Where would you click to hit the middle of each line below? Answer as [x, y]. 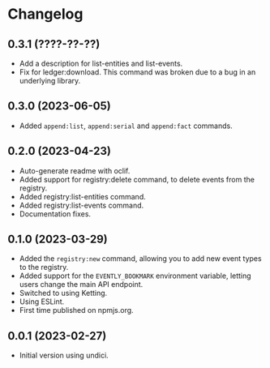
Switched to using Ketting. [63, 293]
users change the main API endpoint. [81, 285]
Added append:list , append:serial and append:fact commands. [126, 126]
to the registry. [44, 267]
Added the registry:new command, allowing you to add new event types [140, 259]
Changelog [45, 14]
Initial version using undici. [64, 355]
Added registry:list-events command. [81, 205]
